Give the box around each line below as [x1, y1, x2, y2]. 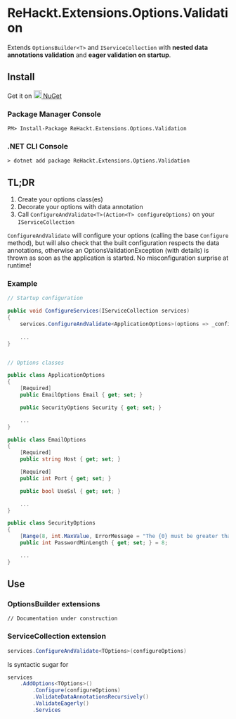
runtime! [7, 261, 32, 270]
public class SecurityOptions [7, 520, 96, 527]
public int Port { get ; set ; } [20, 475, 112, 482]
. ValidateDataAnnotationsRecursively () [32, 694, 150, 701]
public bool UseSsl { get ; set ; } [20, 487, 121, 494]
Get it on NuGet [7, 92, 62, 100]
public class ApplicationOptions [7, 372, 105, 379]
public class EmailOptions [7, 436, 86, 443]
